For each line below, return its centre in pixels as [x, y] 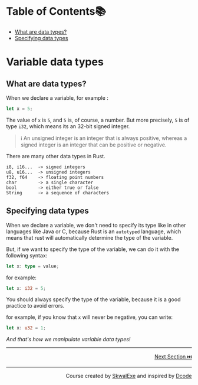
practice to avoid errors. [35, 306]
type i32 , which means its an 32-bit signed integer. [68, 126]
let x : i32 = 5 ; [26, 288]
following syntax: [27, 255]
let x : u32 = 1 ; [26, 328]
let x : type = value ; [33, 266]
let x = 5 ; [19, 109]
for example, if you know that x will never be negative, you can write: [89, 317]
